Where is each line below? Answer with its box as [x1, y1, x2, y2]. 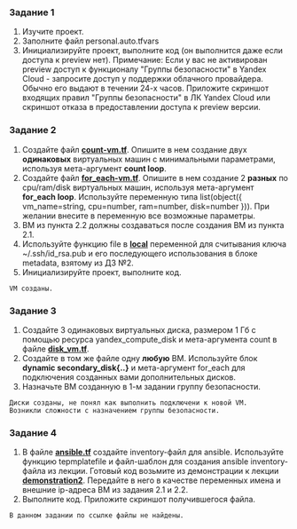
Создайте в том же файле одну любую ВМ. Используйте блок [21, 352, 258, 363]
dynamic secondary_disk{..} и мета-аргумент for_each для [21, 362, 246, 373]
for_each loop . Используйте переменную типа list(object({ [21, 191, 242, 201]
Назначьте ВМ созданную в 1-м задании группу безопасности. [21, 381, 262, 391]
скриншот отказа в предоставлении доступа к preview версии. [21, 102, 262, 113]
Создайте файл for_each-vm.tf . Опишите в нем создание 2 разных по [21, 172, 288, 183]
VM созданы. [9, 284, 53, 293]
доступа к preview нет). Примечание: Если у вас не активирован [21, 55, 268, 66]
